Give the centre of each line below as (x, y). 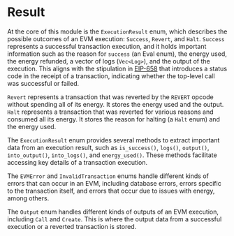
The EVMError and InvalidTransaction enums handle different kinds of (108, 176)
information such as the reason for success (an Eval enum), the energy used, (117, 54)
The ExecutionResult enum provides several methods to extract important (114, 140)
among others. (28, 198)
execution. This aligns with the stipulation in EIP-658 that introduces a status (117, 68)
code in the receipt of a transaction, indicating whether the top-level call (111, 76)
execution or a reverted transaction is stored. (72, 226)
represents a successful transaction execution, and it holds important (107, 46)
